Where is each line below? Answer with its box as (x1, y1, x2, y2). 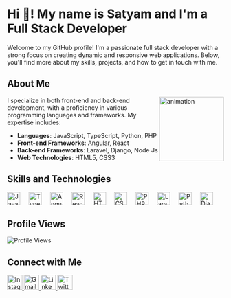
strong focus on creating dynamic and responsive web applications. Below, (7, 51, 220, 59)
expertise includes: (7, 118, 61, 126)
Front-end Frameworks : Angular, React (16, 139, 129, 147)
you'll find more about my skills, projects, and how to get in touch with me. (7, 58, 218, 66)
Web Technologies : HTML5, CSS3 (16, 153, 115, 161)
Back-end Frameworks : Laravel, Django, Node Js (16, 146, 158, 154)
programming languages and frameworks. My (7, 111, 137, 119)
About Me (7, 78, 50, 90)
